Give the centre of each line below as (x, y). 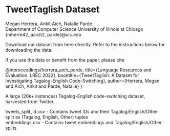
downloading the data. (29, 50)
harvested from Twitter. (30, 102)
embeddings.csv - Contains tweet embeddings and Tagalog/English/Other (84, 122)
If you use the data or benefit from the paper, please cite (65, 60)
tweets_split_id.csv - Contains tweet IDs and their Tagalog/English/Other (82, 111)
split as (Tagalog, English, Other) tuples (47, 117)
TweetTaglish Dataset (52, 9)
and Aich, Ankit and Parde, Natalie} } (44, 86)
